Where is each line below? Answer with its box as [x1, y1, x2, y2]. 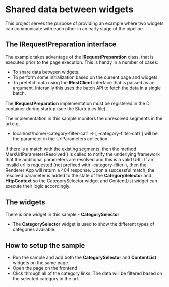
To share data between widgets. [12, 69, 80, 75]
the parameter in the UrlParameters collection [12, 135, 108, 142]
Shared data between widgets [5, 4, 134, 15]
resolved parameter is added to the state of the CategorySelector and [5, 172, 152, 178]
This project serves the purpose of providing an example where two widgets [5, 20, 164, 26]
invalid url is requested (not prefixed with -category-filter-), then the [5, 162, 147, 168]
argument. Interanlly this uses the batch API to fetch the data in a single [12, 85, 161, 91]
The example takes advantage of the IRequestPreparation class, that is [5, 54, 154, 60]
